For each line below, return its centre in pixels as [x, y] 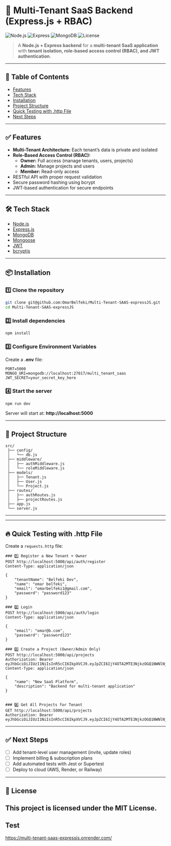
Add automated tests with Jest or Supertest [58, 764]
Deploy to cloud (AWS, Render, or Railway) [57, 770]
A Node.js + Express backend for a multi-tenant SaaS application [88, 45]
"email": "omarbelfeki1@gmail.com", [53, 589]
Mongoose [24, 240]
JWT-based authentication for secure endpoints [63, 187]
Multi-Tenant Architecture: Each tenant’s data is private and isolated [85, 150]
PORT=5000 [16, 369]
